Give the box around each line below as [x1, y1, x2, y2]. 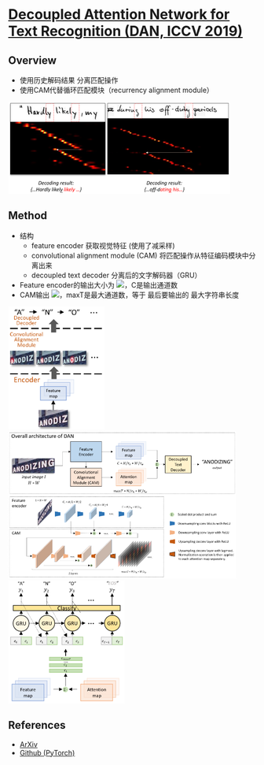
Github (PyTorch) [19, 748, 75, 757]
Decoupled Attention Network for [8, 6, 230, 24]
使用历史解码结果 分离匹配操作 [19, 76, 119, 84]
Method [8, 209, 48, 222]
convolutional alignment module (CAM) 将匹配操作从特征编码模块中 [31, 251, 249, 260]
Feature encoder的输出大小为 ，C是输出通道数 [19, 280, 178, 289]
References [8, 719, 66, 732]
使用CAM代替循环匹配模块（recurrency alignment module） [19, 85, 214, 95]
